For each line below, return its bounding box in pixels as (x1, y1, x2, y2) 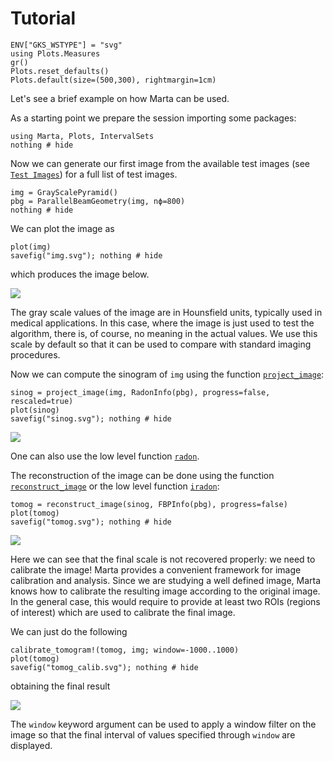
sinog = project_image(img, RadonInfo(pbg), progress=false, (10, 387, 271, 397)
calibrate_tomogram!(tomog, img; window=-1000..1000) (10, 645, 240, 655)
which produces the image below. (10, 268, 150, 280)
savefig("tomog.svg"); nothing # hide (10, 517, 172, 527)
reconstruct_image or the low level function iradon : (10, 480, 220, 492)
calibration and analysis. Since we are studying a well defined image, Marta (10, 574, 322, 586)
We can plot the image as (10, 222, 115, 234)
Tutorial (10, 7, 77, 30)
